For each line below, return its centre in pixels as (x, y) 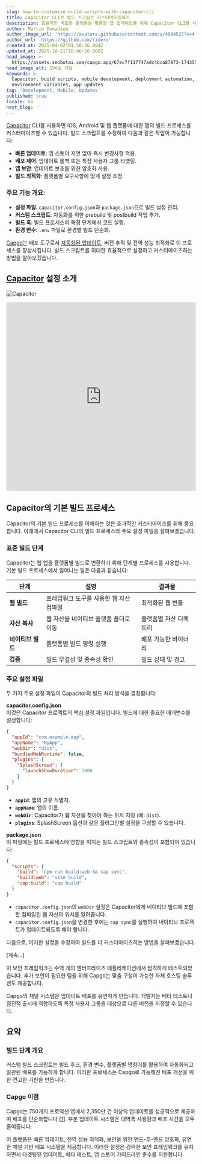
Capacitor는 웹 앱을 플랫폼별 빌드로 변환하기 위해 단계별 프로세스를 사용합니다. (99, 563)
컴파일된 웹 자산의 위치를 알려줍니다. (64, 914)
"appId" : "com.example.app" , (48, 737)
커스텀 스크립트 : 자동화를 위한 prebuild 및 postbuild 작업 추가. (87, 214)
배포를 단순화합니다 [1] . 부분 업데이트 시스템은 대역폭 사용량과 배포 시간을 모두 (104, 1119)
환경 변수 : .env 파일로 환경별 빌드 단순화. (63, 229)
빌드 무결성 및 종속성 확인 (80, 659)
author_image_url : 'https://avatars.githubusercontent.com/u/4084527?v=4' (102, 34)
